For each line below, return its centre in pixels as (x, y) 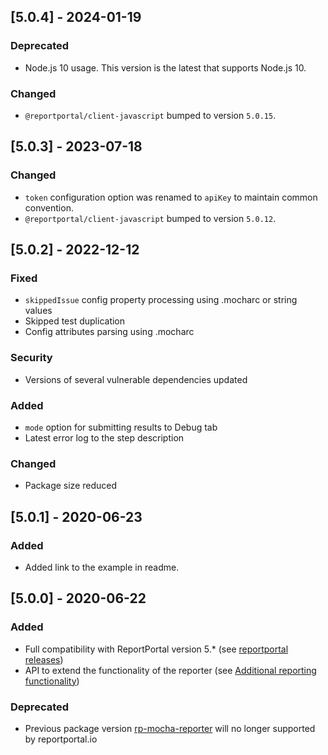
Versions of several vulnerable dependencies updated (136, 379)
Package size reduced (71, 486)
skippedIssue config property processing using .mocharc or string (161, 300)
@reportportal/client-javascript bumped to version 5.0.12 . (150, 218)
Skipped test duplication (75, 321)
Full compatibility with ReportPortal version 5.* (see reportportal (156, 649)
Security (31, 358)
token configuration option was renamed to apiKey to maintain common (171, 197)
